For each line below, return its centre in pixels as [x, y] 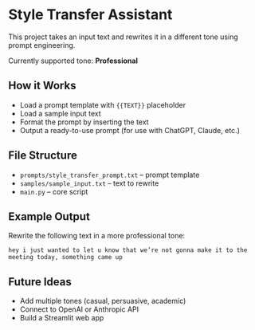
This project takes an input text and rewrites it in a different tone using [124, 37]
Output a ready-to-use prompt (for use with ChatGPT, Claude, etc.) [130, 130]
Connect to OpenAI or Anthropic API [79, 309]
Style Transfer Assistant [90, 15]
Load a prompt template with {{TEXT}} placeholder [102, 104]
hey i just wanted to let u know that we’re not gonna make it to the [128, 250]
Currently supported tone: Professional [73, 61]
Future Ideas [40, 282]
